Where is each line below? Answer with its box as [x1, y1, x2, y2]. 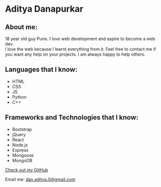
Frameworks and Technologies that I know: [5, 113, 139, 122]
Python [12, 94, 27, 100]
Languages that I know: [5, 65, 78, 74]
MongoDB [12, 157, 33, 163]
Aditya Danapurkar [5, 3, 84, 15]
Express [12, 147, 29, 153]
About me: [5, 23, 38, 31]
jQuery [12, 131, 26, 137]
